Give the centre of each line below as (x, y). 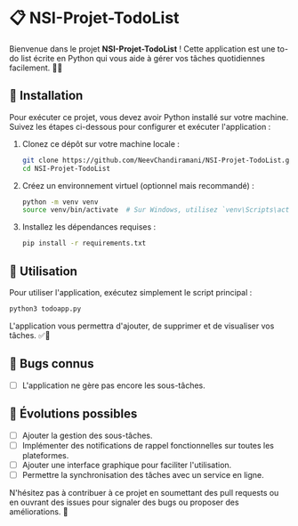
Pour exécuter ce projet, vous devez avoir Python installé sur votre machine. (149, 117)
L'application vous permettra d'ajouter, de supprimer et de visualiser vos (142, 326)
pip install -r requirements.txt (84, 243)
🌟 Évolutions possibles (73, 414)
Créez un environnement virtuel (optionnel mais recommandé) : (138, 185)
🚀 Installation (46, 96)
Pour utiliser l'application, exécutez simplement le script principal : (131, 292)
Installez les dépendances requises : (89, 227)
